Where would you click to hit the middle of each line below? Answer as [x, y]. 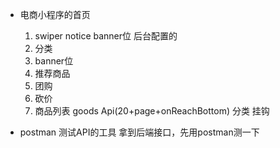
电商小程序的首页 [55, 14]
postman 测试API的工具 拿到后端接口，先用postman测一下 [139, 132]
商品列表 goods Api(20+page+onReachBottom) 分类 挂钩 [152, 111]
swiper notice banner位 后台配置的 [106, 36]
